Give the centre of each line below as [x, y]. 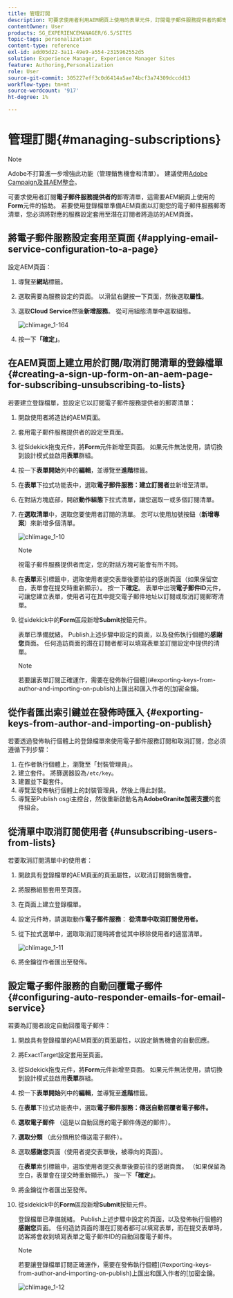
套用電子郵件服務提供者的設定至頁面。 [72, 432]
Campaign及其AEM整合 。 [44, 182]
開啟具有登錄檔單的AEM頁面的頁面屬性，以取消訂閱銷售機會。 [106, 875]
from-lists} [32, 842]
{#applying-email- [177, 238]
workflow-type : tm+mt [39, 84]
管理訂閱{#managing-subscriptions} [115, 140]
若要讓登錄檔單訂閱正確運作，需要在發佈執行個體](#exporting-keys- [115, 1264]
